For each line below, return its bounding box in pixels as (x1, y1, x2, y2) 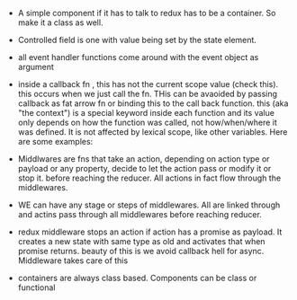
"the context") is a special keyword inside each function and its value (17, 108, 274, 118)
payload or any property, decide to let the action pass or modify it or (17, 163, 272, 173)
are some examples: (17, 137, 94, 146)
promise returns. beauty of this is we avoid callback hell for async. (17, 246, 265, 256)
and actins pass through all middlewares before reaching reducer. (17, 209, 263, 219)
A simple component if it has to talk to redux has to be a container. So (17, 8, 276, 18)
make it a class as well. (17, 17, 103, 28)
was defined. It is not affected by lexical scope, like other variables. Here (17, 127, 288, 137)
